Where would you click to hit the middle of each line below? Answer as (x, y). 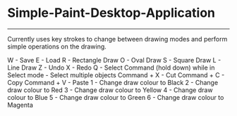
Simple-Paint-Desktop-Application (111, 13)
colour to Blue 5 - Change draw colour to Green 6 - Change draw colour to (116, 97)
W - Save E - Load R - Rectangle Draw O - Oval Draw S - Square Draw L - (114, 60)
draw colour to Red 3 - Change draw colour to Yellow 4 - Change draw (110, 90)
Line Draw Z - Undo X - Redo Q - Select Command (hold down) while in (111, 67)
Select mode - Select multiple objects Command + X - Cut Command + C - (116, 75)
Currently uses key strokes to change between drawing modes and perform (117, 39)
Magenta (20, 105)
